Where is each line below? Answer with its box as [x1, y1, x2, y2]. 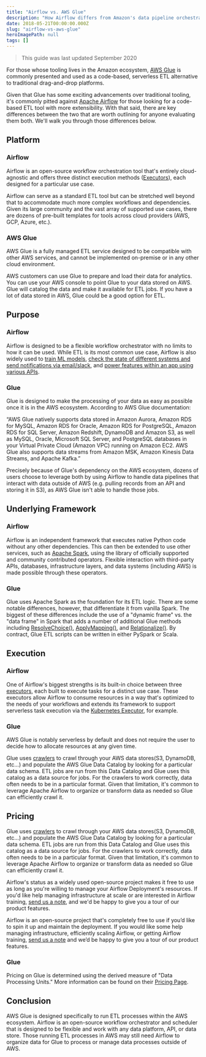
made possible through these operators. [6, 568, 108, 576]
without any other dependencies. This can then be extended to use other [6, 543, 191, 550]
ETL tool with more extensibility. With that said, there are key [23, 104, 177, 111]
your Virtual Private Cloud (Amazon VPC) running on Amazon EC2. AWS [6, 441, 188, 449]
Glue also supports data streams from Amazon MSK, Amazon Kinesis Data [6, 448, 194, 456]
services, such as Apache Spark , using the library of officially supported [6, 549, 189, 557]
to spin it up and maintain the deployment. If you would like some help [6, 923, 183, 930]
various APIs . [6, 368, 40, 375]
